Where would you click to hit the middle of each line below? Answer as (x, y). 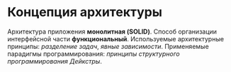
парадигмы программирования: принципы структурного (94, 54)
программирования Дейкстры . (55, 61)
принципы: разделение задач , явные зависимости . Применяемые (108, 46)
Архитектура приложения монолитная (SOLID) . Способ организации (112, 31)
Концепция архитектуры (85, 12)
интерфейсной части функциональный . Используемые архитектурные (116, 38)
